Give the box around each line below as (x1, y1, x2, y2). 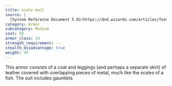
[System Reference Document (10, 17, 70, 22)
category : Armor (5, 21, 40, 27)
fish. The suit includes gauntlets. (5, 75, 74, 81)
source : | (5, 12, 27, 17)
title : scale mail (5, 7, 45, 13)
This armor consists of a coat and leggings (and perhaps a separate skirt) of (5, 64, 166, 70)
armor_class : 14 (5, 36, 40, 41)
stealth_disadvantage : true (5, 45, 66, 50)
